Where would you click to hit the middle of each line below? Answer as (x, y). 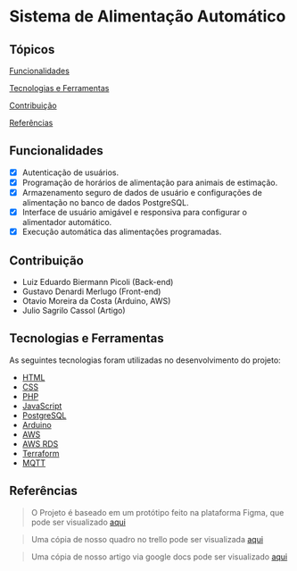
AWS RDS (40, 443)
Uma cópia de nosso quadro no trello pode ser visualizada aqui (147, 539)
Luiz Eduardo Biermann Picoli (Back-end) (98, 281)
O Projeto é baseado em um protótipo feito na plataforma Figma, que (157, 512)
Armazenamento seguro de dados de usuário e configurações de (142, 192)
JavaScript (42, 406)
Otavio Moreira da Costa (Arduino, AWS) (96, 300)
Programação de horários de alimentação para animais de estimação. (150, 182)
